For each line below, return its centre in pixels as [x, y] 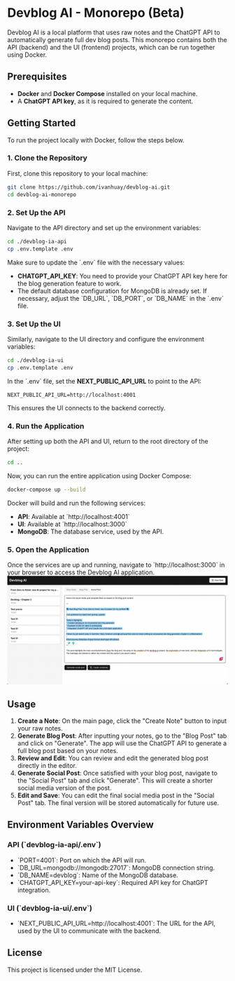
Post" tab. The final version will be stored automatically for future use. [118, 803]
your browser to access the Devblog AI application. [81, 572]
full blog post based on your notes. [68, 750]
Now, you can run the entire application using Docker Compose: [99, 475]
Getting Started [42, 123]
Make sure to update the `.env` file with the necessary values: [96, 262]
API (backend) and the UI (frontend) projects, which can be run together [111, 47]
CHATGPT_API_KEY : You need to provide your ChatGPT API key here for [122, 276]
